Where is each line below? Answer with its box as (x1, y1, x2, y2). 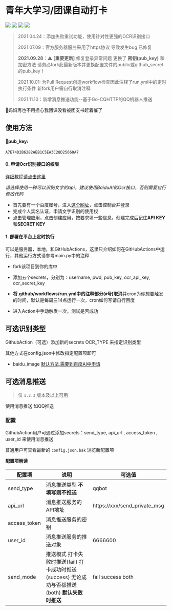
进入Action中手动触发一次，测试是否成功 (12, 308, 99, 314)
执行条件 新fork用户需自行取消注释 (17, 85, 91, 91)
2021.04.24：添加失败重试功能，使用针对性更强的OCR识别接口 (17, 33, 150, 39)
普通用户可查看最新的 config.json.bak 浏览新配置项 (5, 447, 114, 453)
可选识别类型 (5, 324, 46, 333)
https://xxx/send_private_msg (92, 502, 164, 509)
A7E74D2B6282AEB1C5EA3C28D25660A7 (5, 149, 79, 155)
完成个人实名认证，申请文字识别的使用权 (12, 208, 98, 214)
